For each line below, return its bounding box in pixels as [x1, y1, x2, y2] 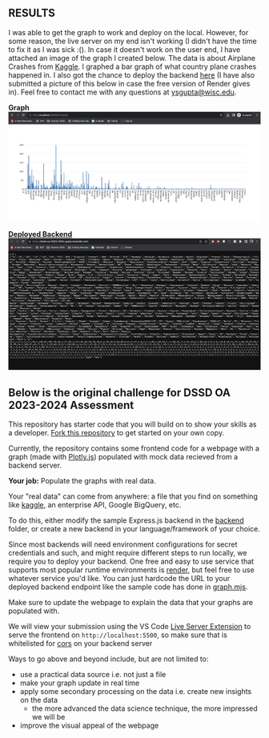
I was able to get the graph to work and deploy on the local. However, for [8, 27, 249, 37]
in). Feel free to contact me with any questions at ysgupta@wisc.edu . [8, 87, 237, 97]
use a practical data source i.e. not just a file [19, 670, 167, 680]
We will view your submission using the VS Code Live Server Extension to [8, 622, 251, 632]
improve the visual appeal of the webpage [19, 720, 159, 731]
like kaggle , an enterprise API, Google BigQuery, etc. [8, 500, 182, 510]
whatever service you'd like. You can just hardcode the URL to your [8, 574, 231, 584]
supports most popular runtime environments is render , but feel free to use [8, 565, 255, 575]
